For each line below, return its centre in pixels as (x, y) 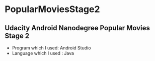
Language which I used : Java (43, 53)
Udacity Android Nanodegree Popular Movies (77, 28)
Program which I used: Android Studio (51, 48)
